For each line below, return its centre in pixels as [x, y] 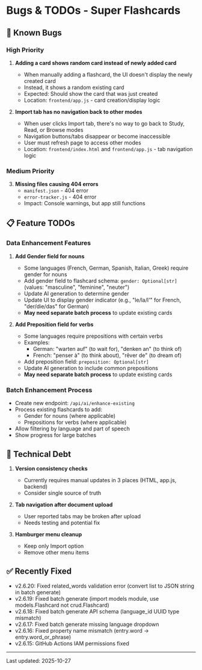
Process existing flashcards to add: [58, 409]
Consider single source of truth [63, 493]
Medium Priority [30, 171]
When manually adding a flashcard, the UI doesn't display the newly [108, 74]
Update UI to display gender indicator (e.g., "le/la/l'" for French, [103, 300]
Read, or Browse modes [54, 129]
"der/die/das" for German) [56, 306]
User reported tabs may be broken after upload [82, 516]
